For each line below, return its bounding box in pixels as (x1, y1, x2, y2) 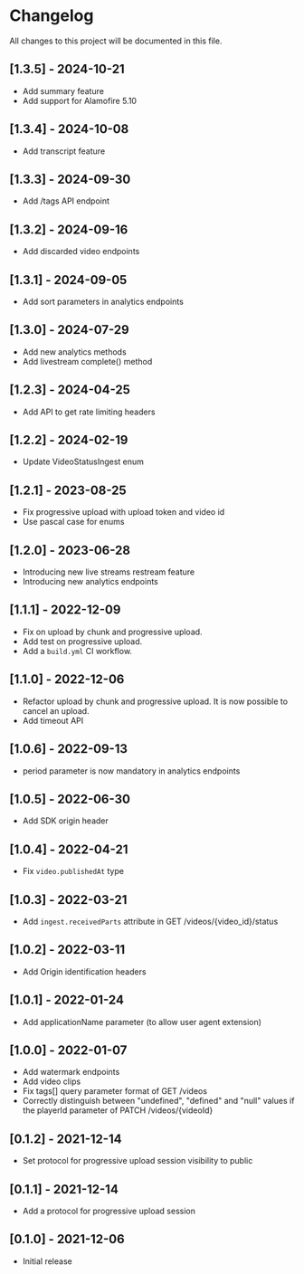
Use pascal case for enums (22, 517, 125, 528)
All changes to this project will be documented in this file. (9, 35, 223, 46)
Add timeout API (22, 715, 84, 726)
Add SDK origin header (22, 815, 109, 826)
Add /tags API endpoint (22, 195, 110, 206)
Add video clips (22, 1076, 81, 1087)
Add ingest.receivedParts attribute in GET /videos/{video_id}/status (22, 916, 279, 927)
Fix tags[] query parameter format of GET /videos (22, 1086, 208, 1097)
